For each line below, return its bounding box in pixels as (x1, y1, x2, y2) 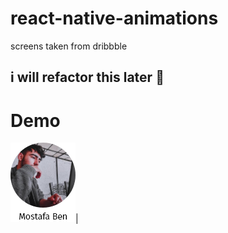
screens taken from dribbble (10, 40, 128, 52)
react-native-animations (10, 7, 219, 30)
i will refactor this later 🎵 (10, 69, 165, 86)
